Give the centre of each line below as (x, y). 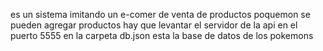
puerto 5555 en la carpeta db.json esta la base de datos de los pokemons (162, 35)
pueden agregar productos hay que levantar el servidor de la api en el (154, 25)
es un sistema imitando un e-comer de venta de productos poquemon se (160, 14)
